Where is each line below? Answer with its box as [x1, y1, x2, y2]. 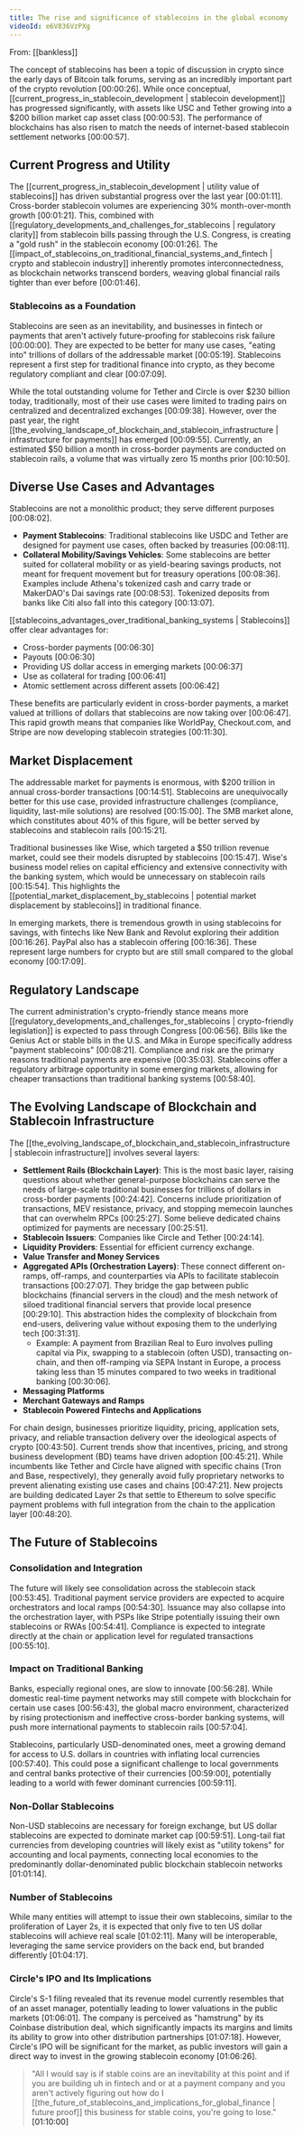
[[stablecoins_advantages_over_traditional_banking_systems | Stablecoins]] [9, 615, 290, 626]
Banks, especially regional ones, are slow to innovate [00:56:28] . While [9, 1682, 273, 1694]
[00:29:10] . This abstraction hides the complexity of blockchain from [22, 1308, 278, 1319]
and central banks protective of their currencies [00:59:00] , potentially [9, 1767, 272, 1778]
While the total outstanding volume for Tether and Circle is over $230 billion [9, 386, 290, 397]
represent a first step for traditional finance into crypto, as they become [9, 359, 275, 370]
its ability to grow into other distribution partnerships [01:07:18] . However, [9, 2031, 281, 2042]
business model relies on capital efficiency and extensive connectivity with [9, 862, 288, 873]
